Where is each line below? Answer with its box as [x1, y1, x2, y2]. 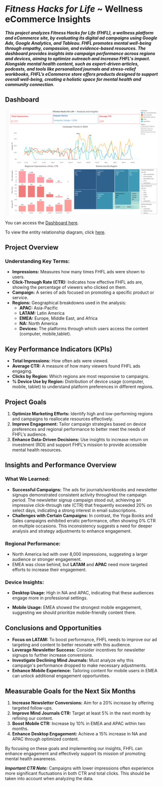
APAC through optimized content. [12, 736, 79, 742]
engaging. [12, 368, 33, 374]
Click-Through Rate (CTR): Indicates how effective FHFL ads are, [12, 279, 144, 285]
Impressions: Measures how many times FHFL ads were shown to [12, 269, 145, 275]
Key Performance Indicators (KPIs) [5, 345, 113, 353]
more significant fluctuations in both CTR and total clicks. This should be [5, 770, 150, 776]
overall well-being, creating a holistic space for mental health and [5, 76, 142, 82]
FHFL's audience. [12, 431, 47, 437]
